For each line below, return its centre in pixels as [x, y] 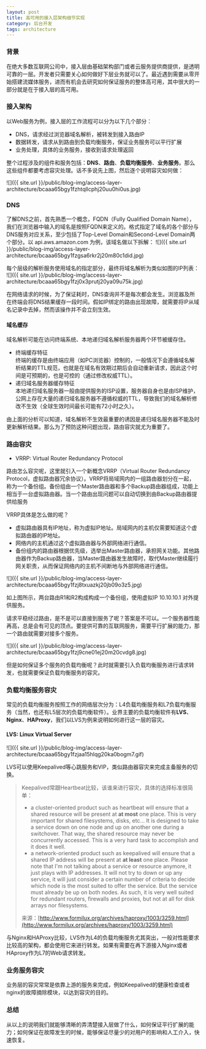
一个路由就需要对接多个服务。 [44, 633]
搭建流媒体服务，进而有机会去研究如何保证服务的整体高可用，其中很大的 [103, 82]
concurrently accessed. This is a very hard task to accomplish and [114, 840]
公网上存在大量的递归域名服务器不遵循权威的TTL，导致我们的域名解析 [103, 399]
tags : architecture [31, 29]
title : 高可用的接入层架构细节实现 [46, 18]
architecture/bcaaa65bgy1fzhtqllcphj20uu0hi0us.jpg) [74, 189]
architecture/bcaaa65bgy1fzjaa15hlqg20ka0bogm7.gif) [75, 755]
